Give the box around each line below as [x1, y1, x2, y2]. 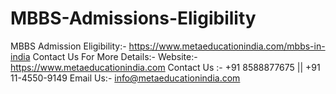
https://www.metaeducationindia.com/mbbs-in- [128, 40, 326, 52]
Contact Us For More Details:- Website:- [32, 50, 198, 62]
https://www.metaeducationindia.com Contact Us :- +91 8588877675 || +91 [10, 61, 321, 73]
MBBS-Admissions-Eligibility [10, 7, 257, 30]
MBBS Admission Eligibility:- [10, 40, 127, 52]
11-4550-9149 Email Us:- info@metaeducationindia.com [10, 72, 241, 84]
